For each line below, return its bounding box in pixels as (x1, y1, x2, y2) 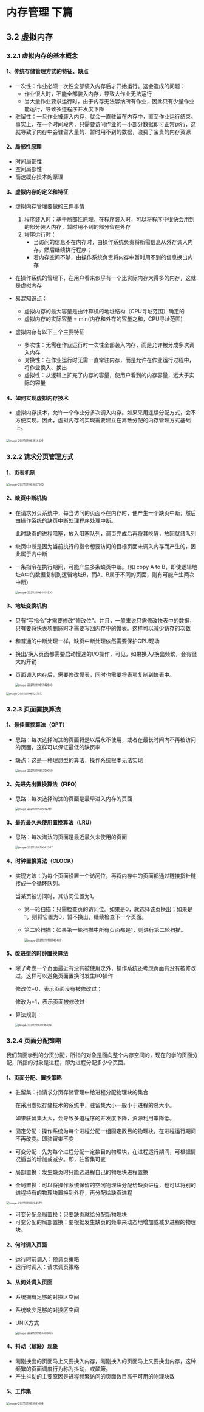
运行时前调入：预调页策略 (15, 1256, 80, 1263)
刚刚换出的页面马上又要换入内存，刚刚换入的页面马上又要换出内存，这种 (15, 1357, 196, 1365)
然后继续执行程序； (44, 246, 92, 253)
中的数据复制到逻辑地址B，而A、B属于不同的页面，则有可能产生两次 (24, 570, 195, 578)
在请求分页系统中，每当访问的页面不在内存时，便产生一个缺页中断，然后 (15, 509, 196, 516)
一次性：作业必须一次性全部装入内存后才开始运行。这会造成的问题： (15, 82, 186, 89)
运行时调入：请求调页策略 (15, 1263, 80, 1271)
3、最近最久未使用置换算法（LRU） (6, 819, 95, 826)
